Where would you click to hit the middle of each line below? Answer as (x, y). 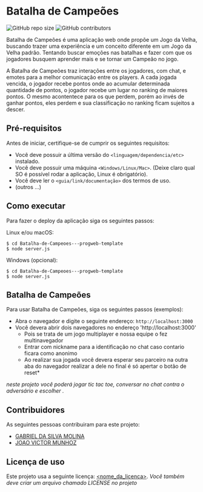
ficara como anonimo (51, 353)
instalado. (27, 161)
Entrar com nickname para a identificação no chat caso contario (104, 347)
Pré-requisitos (34, 128)
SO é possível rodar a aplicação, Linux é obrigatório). (81, 174)
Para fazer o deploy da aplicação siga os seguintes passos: (80, 221)
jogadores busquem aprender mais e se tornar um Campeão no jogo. (92, 59)
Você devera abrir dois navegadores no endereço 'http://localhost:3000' (106, 328)
